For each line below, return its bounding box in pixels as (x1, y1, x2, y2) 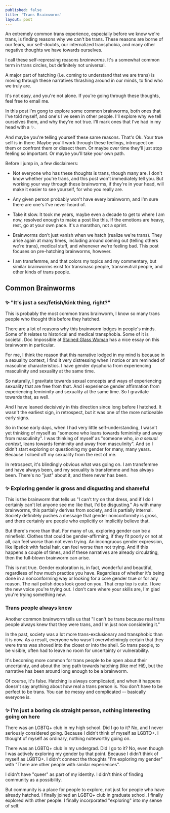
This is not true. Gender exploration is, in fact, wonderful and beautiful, (5, 565, 153, 571)
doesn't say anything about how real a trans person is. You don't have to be (5, 683, 163, 689)
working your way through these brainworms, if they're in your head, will (12, 181, 164, 187)
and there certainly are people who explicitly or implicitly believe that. (5, 518, 150, 524)
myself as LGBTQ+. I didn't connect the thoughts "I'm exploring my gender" (5, 756, 163, 762)
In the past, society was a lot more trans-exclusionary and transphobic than (5, 631, 163, 637)
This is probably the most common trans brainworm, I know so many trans (5, 310, 160, 317)
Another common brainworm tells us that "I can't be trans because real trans (5, 616, 165, 622)
